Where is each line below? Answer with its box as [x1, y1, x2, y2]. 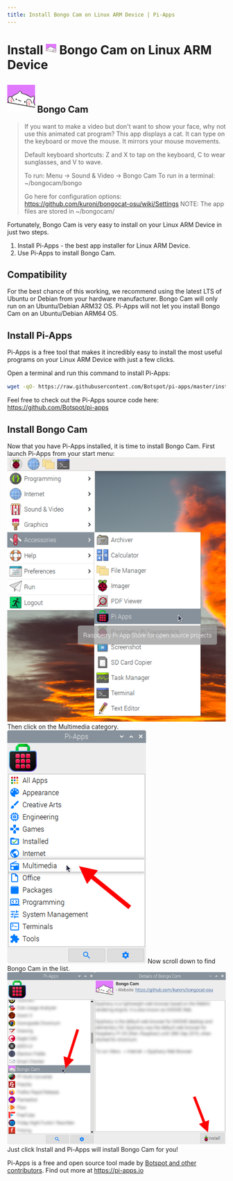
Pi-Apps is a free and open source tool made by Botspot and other [7, 1159, 197, 1167]
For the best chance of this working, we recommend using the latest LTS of [7, 287, 222, 296]
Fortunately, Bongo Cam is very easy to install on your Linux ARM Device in [7, 220, 222, 229]
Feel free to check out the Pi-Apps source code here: [7, 396, 159, 404]
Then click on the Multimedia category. [7, 722, 119, 731]
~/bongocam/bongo [24, 178, 82, 187]
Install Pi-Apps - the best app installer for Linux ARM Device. [17, 241, 191, 250]
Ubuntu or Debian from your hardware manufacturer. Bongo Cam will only [7, 294, 218, 303]
